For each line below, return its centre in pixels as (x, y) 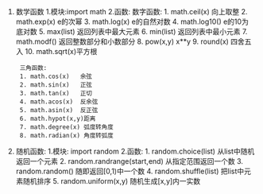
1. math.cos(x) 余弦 (56, 76)
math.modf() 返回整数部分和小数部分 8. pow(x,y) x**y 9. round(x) (122, 41)
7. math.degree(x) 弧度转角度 (66, 127)
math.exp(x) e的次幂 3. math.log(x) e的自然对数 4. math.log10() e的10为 (132, 21)
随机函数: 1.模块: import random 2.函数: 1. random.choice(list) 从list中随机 (135, 151)
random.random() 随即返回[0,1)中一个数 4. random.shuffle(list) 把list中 (130, 171)
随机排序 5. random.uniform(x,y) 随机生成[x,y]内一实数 (112, 181)
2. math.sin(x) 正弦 (56, 85)
